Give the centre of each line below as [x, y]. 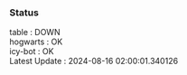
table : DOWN [35, 33]
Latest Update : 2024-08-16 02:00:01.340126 [94, 61]
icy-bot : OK [32, 52]
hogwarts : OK [36, 42]
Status [24, 13]
